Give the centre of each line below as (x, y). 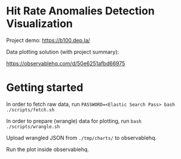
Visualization (39, 24)
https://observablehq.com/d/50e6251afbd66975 (66, 63)
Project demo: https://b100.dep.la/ (48, 40)
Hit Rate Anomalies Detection (81, 11)
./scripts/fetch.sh (30, 110)
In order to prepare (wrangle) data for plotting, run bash (74, 121)
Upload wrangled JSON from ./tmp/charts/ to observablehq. (82, 137)
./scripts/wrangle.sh (33, 127)
